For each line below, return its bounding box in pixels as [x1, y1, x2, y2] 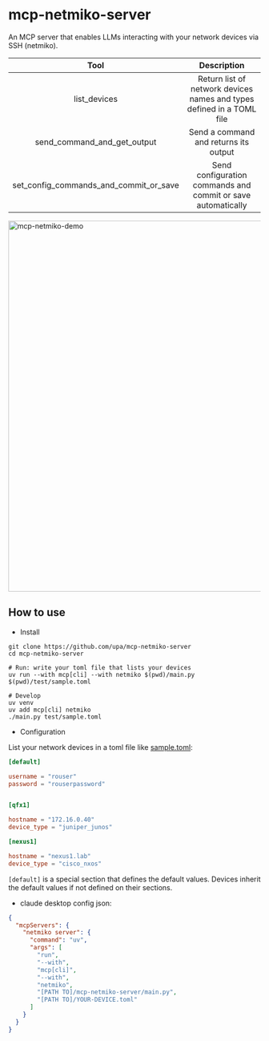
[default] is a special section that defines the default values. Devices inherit [8, 874, 262, 884]
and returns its [195, 136, 250, 148]
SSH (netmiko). [8, 40, 58, 50]
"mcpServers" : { [15, 921, 70, 930]
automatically [196, 199, 247, 210]
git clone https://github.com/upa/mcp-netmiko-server [8, 642, 192, 650]
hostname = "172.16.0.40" [8, 816, 94, 824]
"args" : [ [29, 944, 62, 952]
